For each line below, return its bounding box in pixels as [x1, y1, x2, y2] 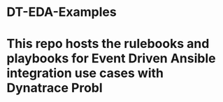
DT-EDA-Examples [6, 4, 117, 20]
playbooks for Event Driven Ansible [6, 51, 216, 67]
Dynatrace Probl [6, 80, 103, 96]
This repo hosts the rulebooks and [6, 36, 210, 52]
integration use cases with [6, 65, 164, 81]
